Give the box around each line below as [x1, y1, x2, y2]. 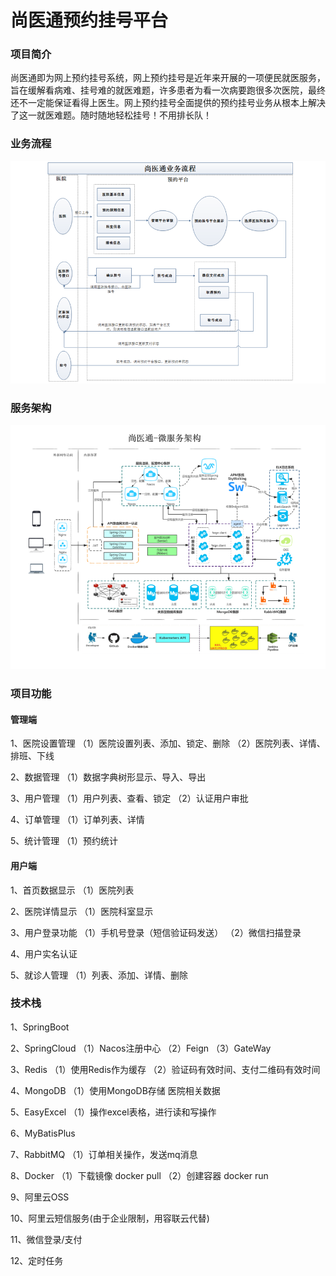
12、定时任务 [10, 1254, 64, 1266]
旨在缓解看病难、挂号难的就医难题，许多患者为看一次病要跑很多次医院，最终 [10, 84, 326, 96]
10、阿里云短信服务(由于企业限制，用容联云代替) [10, 1212, 210, 1224]
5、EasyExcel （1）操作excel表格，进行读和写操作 [10, 1106, 217, 1118]
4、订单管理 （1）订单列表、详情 [10, 814, 145, 826]
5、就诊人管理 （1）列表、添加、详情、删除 [10, 969, 188, 981]
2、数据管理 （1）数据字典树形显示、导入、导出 [10, 771, 207, 783]
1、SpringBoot [10, 1021, 70, 1033]
